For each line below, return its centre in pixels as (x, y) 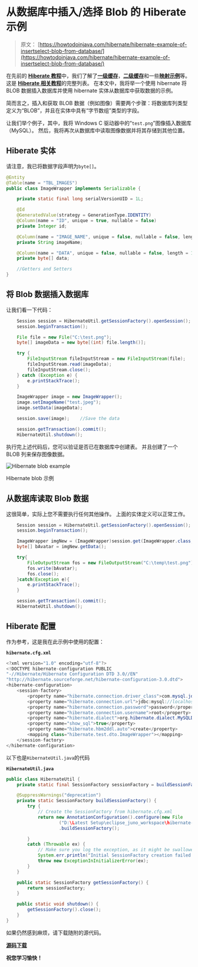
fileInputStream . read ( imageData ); (70, 364)
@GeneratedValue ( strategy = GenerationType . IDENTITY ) (84, 215)
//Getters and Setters (44, 269)
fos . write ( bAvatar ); (52, 568)
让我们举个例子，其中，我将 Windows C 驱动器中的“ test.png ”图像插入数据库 (99, 123)
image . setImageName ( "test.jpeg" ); (59, 402)
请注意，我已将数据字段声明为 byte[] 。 (53, 166)
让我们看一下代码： (29, 310)
